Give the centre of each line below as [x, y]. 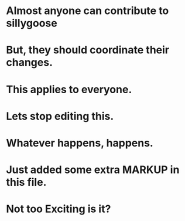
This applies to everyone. [69, 89]
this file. [26, 182]
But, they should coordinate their [88, 50]
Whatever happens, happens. [80, 143]
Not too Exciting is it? [59, 209]
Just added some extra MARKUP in [93, 170]
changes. [29, 62]
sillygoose [32, 23]
